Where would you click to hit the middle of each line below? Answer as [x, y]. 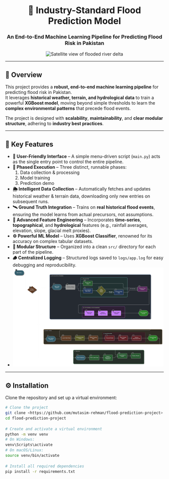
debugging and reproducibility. [44, 265]
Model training [35, 178]
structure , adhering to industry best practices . [55, 124]
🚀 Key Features [29, 144]
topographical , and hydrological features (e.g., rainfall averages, [80, 225]
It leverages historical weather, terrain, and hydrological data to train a [80, 98]
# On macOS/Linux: [24, 450]
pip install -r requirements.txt [40, 471]
